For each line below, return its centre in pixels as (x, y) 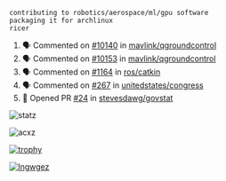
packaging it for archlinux (61, 20)
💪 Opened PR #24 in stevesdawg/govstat (97, 98)
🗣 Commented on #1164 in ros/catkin (91, 72)
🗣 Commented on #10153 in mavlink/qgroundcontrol (119, 59)
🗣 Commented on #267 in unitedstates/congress (113, 85)
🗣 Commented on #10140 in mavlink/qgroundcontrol (119, 45)
